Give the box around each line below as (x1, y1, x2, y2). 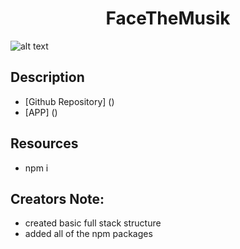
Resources (10, 135, 79, 152)
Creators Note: (10, 190, 105, 207)
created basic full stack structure (24, 217, 162, 229)
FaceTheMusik (105, 7, 231, 30)
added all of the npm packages (24, 228, 153, 240)
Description (10, 69, 85, 86)
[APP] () (24, 106, 58, 118)
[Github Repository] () (24, 95, 115, 107)
